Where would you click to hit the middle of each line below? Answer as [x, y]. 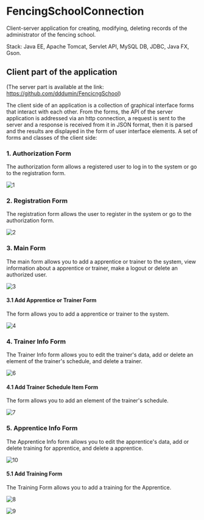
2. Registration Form [37, 201]
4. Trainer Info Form [36, 341]
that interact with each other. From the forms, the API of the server [90, 112]
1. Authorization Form [39, 153]
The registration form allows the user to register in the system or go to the [99, 214]
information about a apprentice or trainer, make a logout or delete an [92, 268]
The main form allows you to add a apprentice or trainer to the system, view [101, 261]
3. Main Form [26, 248]
